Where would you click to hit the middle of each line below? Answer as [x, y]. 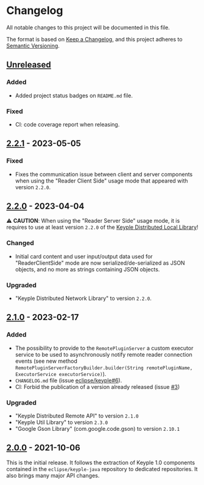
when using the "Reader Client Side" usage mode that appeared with [101, 181]
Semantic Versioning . [33, 46]
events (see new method [46, 361]
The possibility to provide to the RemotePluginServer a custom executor [104, 348]
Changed [20, 243]
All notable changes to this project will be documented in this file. [88, 27]
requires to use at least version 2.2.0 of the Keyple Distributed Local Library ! [102, 227]
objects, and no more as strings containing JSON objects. [87, 269]
